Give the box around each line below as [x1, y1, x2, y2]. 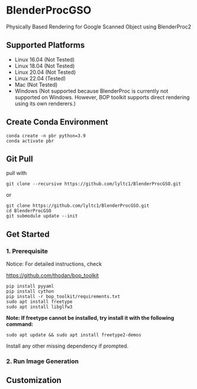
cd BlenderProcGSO [6, 208, 51, 214]
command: [6, 320, 34, 328]
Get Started [6, 229, 50, 239]
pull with [6, 170, 27, 177]
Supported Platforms [6, 40, 85, 50]
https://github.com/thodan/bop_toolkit [6, 272, 99, 279]
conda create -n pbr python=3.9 [6, 132, 86, 139]
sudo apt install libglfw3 [6, 304, 73, 310]
